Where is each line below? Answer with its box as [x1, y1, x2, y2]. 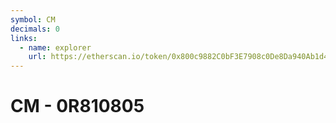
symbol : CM [10, 14, 56, 25]
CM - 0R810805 [10, 95, 145, 118]
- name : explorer [19, 42, 92, 53]
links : [10, 33, 38, 43]
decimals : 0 [10, 24, 60, 34]
